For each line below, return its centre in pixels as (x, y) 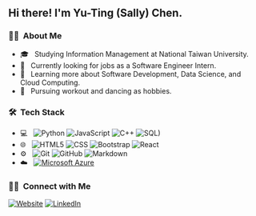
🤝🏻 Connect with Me (50, 186)
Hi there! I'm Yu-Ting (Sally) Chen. (95, 13)
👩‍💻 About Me (35, 36)
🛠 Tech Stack (37, 112)
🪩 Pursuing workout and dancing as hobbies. (96, 90)
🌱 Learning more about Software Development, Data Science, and (130, 74)
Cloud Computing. (50, 82)
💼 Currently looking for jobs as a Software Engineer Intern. (118, 65)
